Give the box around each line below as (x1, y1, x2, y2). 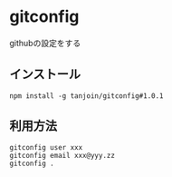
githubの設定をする (9, 37, 81, 48)
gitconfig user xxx (9, 143, 83, 152)
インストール (9, 66, 81, 83)
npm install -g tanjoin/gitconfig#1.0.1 (9, 91, 165, 101)
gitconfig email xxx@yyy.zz (9, 151, 116, 160)
